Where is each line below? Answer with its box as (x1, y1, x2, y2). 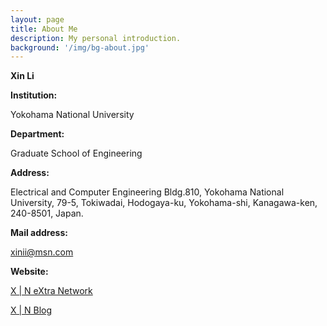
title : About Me (10, 24, 78, 34)
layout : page (10, 14, 65, 25)
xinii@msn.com (10, 246, 74, 258)
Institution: (10, 89, 58, 101)
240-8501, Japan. (10, 207, 84, 220)
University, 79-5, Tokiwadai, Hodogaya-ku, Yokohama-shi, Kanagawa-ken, (10, 197, 318, 209)
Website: (10, 266, 49, 278)
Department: (10, 128, 65, 140)
